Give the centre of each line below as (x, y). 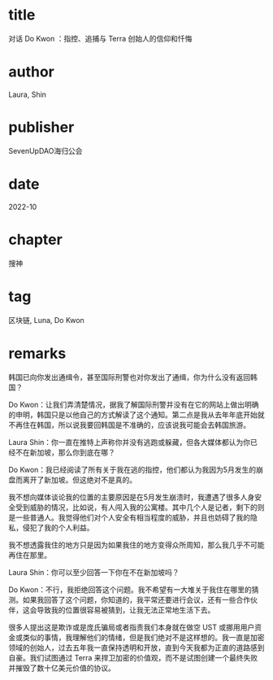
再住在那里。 (30, 555)
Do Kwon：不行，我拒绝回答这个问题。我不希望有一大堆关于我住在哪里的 (130, 589)
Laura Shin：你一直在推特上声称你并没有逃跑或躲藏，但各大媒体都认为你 (130, 442)
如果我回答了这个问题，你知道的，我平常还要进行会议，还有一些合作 (136, 599)
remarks (37, 353)
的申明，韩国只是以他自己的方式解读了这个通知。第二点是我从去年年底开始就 (136, 414)
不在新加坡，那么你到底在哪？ (65, 452)
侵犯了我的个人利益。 (58, 527)
